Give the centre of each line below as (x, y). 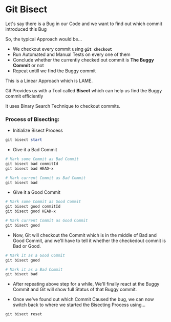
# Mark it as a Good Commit (35, 255)
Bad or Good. (27, 246)
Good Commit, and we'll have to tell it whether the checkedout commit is (89, 240)
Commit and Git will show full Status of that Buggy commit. (75, 289)
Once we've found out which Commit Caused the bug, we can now (83, 299)
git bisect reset (24, 314)
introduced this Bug (26, 29)
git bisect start (24, 140)
